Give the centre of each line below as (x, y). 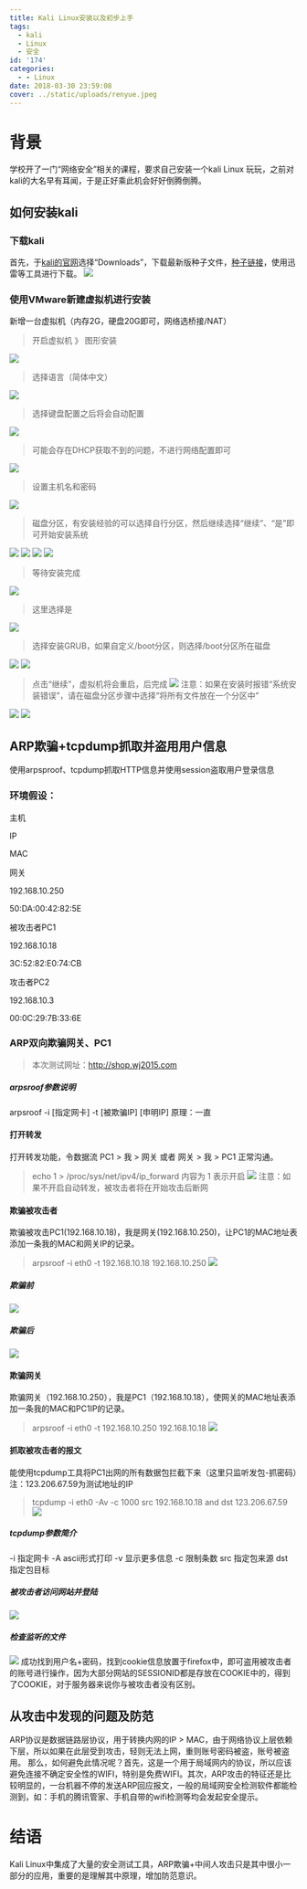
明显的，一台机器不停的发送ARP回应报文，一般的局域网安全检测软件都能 (153, 1786)
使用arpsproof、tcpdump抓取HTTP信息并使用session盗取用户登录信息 (142, 770)
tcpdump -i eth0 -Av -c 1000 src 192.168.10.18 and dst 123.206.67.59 (159, 1502)
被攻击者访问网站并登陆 (53, 1592)
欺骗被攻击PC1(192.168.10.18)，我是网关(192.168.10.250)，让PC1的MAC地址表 (153, 1232)
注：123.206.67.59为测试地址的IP (72, 1483)
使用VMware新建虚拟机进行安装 (80, 300)
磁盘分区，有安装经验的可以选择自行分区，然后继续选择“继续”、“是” (159, 523)
